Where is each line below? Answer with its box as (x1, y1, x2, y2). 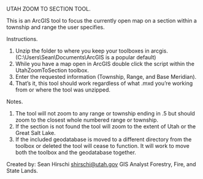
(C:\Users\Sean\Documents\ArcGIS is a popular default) (15, 54, 156, 60)
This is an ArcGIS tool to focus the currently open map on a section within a (6, 17, 197, 24)
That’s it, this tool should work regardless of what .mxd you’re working (15, 79, 193, 87)
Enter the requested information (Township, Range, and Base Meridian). (15, 73, 197, 80)
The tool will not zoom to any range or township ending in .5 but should (15, 110, 195, 117)
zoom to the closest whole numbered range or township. (15, 116, 158, 123)
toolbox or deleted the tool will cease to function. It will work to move (15, 142, 190, 149)
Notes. (6, 98, 23, 105)
